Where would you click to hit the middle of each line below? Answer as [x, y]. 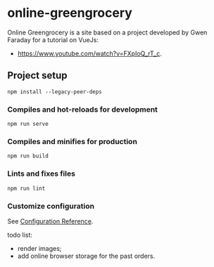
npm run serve [28, 124]
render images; [39, 248]
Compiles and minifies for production [72, 141]
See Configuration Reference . [50, 221]
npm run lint [26, 188]
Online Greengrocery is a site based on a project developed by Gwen [107, 32]
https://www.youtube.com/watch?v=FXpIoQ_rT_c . [89, 53]
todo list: [20, 235]
